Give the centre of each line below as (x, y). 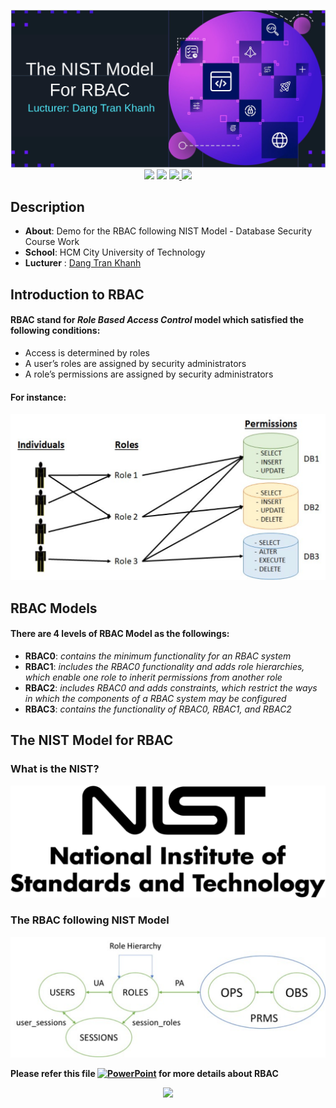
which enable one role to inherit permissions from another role (153, 677)
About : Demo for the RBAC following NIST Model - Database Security (168, 231)
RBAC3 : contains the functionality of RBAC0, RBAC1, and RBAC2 (158, 709)
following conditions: (55, 331)
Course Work (52, 242)
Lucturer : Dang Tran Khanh (83, 263)
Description (47, 206)
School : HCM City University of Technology (115, 252)
